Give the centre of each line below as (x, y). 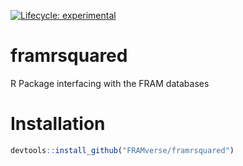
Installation (58, 124)
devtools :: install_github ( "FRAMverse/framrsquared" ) (122, 150)
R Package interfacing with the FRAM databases (110, 83)
